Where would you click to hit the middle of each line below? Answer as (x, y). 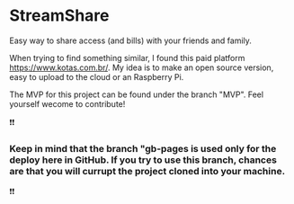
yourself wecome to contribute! (67, 103)
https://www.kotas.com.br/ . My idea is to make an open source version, (142, 67)
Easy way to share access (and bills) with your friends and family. (130, 40)
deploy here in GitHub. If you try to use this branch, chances (143, 160)
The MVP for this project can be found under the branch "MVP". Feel (136, 94)
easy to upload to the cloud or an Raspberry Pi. (97, 76)
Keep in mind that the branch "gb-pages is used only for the (143, 148)
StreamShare (59, 16)
